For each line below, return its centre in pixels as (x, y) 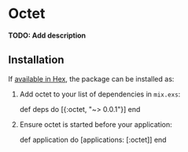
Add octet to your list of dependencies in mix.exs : (100, 94)
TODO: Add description (47, 35)
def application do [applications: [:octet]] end (93, 139)
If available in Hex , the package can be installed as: (91, 78)
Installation (36, 60)
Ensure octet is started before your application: (96, 124)
